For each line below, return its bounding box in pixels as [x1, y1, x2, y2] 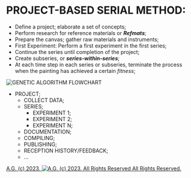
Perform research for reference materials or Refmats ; [14, 29, 147, 36]
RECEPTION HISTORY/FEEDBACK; [23, 147, 108, 154]
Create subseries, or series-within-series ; [14, 55, 120, 62]
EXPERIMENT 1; [32, 109, 71, 116]
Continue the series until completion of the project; [14, 48, 140, 55]
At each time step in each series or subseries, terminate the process [14, 61, 183, 68]
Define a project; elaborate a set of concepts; [14, 23, 126, 30]
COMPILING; [23, 134, 55, 141]
